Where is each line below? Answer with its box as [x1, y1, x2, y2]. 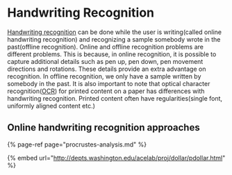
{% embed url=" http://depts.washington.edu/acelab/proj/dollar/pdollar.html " [7, 153, 226, 162]
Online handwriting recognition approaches [7, 122, 200, 133]
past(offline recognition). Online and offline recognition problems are [7, 42, 204, 51]
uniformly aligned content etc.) [7, 101, 96, 110]
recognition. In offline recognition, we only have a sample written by [7, 72, 201, 81]
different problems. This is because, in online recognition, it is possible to [7, 50, 217, 58]
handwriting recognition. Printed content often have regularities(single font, [7, 94, 223, 102]
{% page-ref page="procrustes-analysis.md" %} [7, 140, 147, 149]
